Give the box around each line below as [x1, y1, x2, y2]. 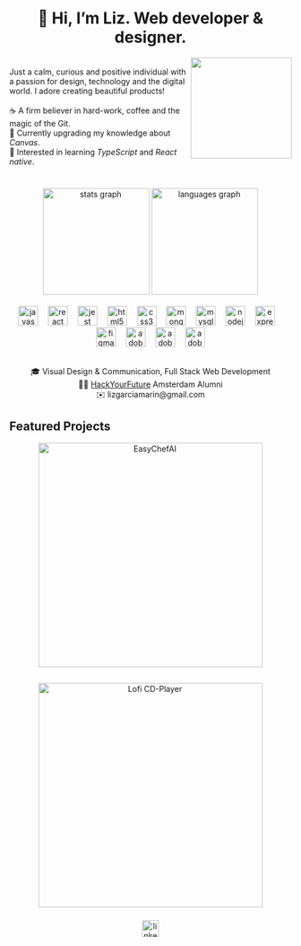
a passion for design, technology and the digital [9, 75, 185, 86]
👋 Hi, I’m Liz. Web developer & [37, 8, 264, 29]
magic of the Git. [9, 118, 71, 128]
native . [9, 156, 35, 167]
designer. [114, 27, 187, 48]
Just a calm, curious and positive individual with [9, 66, 186, 77]
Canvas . [9, 136, 40, 147]
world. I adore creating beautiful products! [9, 85, 166, 96]
